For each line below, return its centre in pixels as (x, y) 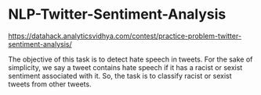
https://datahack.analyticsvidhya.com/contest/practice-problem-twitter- (125, 36)
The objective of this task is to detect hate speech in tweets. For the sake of (130, 59)
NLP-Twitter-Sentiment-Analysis (117, 14)
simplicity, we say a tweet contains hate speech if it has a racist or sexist (125, 67)
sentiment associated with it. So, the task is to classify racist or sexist (120, 76)
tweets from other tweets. (50, 84)
